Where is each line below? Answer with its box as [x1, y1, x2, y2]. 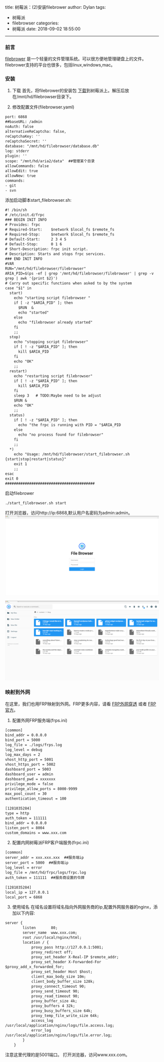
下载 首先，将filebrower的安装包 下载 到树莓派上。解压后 [12, 87, 125, 93]
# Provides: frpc [5, 222, 41, 227]
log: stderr [5, 149, 29, 153]
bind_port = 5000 [5, 737, 41, 743]
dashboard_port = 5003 [5, 766, 51, 772]
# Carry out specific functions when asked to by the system [5, 280, 132, 286]
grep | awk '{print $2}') [5, 276, 58, 281]
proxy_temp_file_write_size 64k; [31, 1013, 99, 1018]
